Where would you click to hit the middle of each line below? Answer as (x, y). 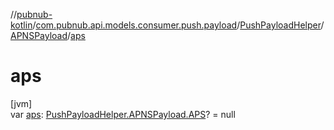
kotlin (21, 25)
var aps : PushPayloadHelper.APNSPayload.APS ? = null (123, 114)
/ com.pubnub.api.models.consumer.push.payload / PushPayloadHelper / (178, 25)
